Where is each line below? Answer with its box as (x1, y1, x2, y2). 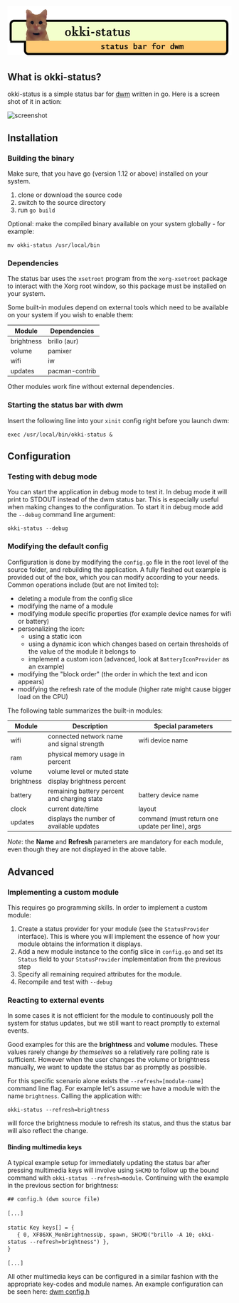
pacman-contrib (48, 366, 97, 375)
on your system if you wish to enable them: (7, 311, 134, 319)
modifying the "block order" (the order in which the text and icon (17, 669, 208, 678)
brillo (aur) (48, 336, 79, 345)
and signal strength (48, 740, 105, 748)
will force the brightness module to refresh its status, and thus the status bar (7, 1119, 232, 1127)
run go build (17, 206, 55, 214)
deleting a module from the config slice (17, 594, 133, 602)
